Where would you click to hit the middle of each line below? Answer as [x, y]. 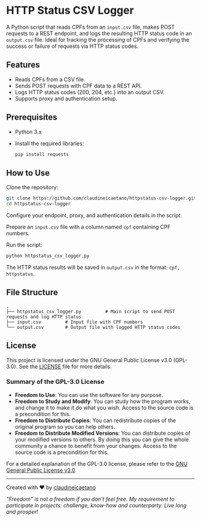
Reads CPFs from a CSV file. [50, 79]
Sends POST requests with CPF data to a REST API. [78, 86]
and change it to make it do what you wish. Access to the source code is [104, 407]
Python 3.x [28, 132]
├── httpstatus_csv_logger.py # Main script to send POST [91, 311]
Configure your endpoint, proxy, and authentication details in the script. [94, 215]
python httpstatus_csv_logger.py [48, 256]
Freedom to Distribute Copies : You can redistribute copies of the [95, 420]
